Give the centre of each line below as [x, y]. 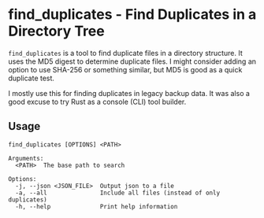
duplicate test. [32, 78]
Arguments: [26, 158]
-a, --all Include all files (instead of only [118, 193]
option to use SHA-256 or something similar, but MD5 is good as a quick [125, 69]
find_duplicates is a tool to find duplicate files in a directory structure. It [125, 53]
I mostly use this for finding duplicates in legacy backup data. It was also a [129, 93]
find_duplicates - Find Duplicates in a [132, 15]
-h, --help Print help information [97, 206]
